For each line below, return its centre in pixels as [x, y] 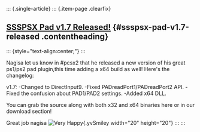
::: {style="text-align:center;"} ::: [46, 51]
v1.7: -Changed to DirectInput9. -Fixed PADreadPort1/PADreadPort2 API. [95, 87]
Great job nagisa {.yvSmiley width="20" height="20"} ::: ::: [96, 122]
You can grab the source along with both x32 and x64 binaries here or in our [101, 105]
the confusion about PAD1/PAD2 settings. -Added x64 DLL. [93, 93]
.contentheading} [75, 37]
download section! [29, 111]
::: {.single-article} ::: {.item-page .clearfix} [59, 9]
